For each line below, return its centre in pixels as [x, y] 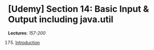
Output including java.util [61, 19]
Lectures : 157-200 [27, 33]
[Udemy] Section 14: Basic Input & [78, 9]
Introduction [27, 42]
